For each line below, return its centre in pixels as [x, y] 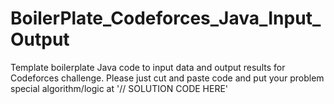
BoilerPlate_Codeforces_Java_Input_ [166, 18]
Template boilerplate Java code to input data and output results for [148, 67]
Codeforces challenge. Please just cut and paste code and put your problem [167, 78]
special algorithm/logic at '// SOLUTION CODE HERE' [119, 88]
